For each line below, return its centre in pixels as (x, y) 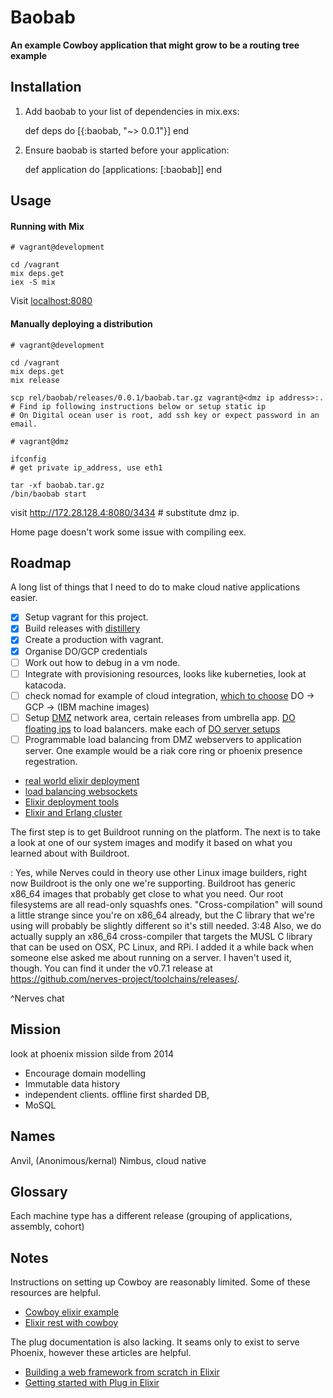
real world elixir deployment (82, 780)
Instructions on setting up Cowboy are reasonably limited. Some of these (160, 1282)
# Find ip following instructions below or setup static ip (138, 406)
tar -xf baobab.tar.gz (57, 485)
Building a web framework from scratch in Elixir (122, 1372)
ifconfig (28, 459)
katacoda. (45, 685)
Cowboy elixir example (72, 1312)
